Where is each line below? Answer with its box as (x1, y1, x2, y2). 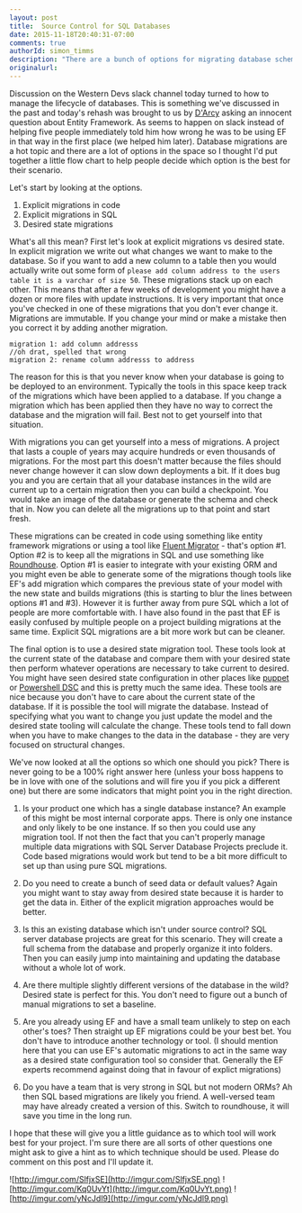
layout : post (9, 13, 58, 23)
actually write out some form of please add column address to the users (9, 265, 280, 276)
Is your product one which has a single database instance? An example (22, 802, 286, 813)
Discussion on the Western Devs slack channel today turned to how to (9, 87, 270, 99)
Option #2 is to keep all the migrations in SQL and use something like (9, 549, 264, 560)
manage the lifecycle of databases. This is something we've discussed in (9, 97, 280, 108)
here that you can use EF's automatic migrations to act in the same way (22, 1045, 288, 1055)
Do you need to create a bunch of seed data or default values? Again (22, 877, 279, 888)
